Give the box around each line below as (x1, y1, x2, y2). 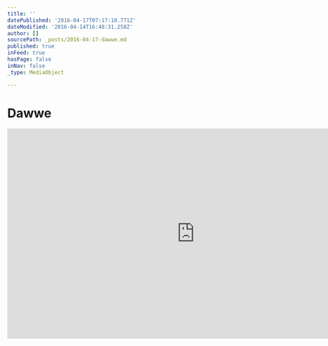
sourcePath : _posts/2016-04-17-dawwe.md (7, 36, 128, 43)
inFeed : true (7, 50, 46, 57)
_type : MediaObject (7, 69, 64, 76)
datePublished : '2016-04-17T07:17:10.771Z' (7, 17, 137, 24)
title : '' (7, 10, 36, 18)
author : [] (7, 29, 39, 37)
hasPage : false (7, 56, 52, 63)
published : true (7, 43, 55, 50)
